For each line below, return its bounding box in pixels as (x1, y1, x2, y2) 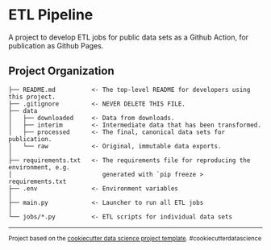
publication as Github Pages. (8, 40, 104, 50)
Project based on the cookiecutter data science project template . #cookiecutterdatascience (8, 234, 262, 243)
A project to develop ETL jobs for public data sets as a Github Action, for (8, 32, 248, 42)
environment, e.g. (8, 163, 70, 171)
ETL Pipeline (8, 6, 94, 24)
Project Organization (8, 65, 115, 78)
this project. (8, 93, 56, 101)
